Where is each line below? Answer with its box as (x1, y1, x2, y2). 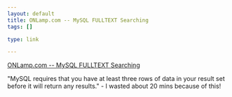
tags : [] (7, 23, 33, 30)
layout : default (7, 10, 55, 17)
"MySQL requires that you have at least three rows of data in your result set (7, 75, 226, 83)
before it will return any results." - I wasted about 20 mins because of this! (7, 82, 221, 91)
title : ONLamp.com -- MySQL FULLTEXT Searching (7, 17, 149, 24)
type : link (7, 36, 39, 43)
